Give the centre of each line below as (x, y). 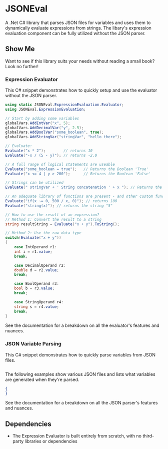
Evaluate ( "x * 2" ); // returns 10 (49, 151)
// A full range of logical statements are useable (60, 164)
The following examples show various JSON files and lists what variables (80, 374)
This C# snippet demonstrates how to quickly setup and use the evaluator (81, 90)
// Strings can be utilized (34, 183)
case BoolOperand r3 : (36, 284)
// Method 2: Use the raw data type (43, 233)
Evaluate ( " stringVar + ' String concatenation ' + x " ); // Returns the (84, 187)
